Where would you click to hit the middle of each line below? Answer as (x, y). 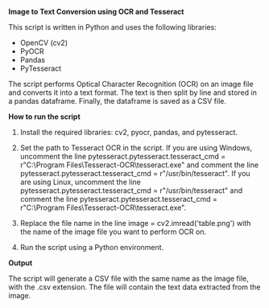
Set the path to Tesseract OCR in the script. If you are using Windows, (136, 148)
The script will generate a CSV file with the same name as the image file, (128, 278)
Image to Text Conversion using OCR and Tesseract (96, 12)
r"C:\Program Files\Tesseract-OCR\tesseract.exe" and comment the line (139, 165)
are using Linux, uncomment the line (80, 182)
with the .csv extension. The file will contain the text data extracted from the (134, 287)
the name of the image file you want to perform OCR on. (113, 232)
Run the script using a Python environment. (92, 247)
